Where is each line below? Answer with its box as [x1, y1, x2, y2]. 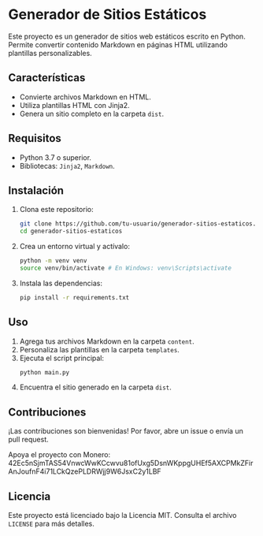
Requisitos [8, 132, 61, 145]
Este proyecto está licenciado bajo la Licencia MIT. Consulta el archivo [8, 511, 237, 520]
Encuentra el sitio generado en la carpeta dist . [19, 382, 172, 392]
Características [8, 71, 86, 84]
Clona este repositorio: [19, 205, 94, 214]
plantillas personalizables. [8, 48, 92, 58]
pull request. [8, 435, 49, 445]
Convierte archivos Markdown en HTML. [19, 92, 151, 102]
